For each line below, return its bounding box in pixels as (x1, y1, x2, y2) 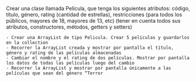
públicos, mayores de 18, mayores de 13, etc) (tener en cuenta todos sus (6, 17, 181, 24)
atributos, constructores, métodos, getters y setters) (6, 23, 133, 30)
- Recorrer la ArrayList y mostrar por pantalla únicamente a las (6, 65, 171, 71)
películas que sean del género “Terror (6, 70, 104, 76)
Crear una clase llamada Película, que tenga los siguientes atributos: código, (6, 5, 190, 12)
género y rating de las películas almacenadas (6, 50, 122, 56)
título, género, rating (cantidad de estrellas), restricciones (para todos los (6, 11, 183, 18)
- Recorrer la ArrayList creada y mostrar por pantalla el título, (6, 45, 174, 51)
